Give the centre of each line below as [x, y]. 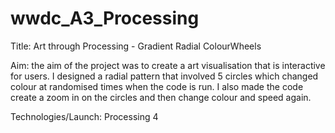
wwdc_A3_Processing [105, 18]
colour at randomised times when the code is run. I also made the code [157, 86]
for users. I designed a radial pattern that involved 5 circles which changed [164, 76]
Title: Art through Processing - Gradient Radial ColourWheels [136, 46]
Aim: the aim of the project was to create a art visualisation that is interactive [168, 65]
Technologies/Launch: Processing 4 [84, 116]
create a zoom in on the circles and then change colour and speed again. [161, 97]
